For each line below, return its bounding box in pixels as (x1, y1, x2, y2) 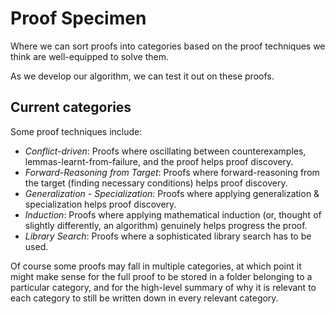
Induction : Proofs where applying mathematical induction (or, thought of (24, 208, 322, 221)
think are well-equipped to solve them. (10, 50, 169, 62)
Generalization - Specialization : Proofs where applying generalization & (24, 187, 320, 199)
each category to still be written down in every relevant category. (10, 292, 279, 304)
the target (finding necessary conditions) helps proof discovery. (24, 177, 288, 189)
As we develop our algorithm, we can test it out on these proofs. (10, 70, 275, 82)
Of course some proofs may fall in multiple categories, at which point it (10, 260, 302, 272)
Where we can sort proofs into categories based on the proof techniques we (10, 40, 326, 52)
